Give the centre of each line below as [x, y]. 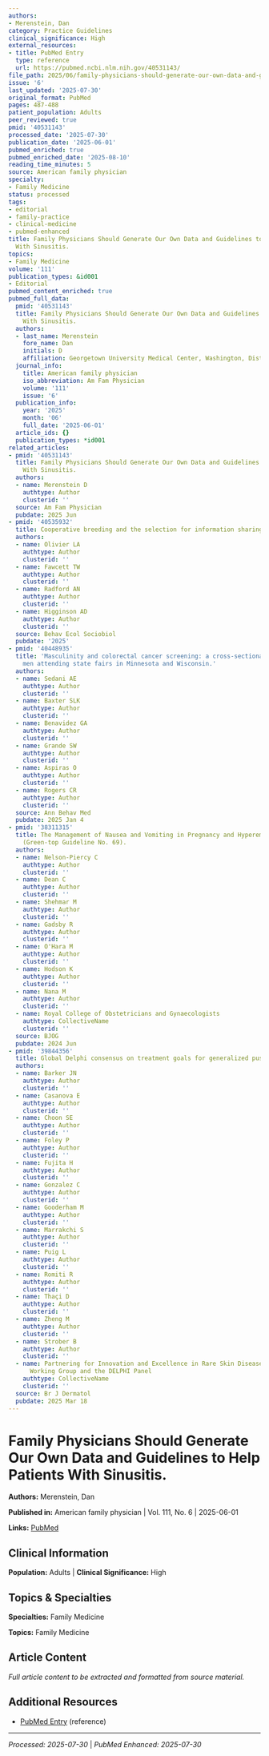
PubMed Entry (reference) [63, 1721]
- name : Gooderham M [50, 1207]
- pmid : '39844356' [41, 1051]
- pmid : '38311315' [41, 828]
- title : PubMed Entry [46, 53]
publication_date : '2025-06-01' [62, 142]
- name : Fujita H [44, 1162]
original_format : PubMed [50, 98]
